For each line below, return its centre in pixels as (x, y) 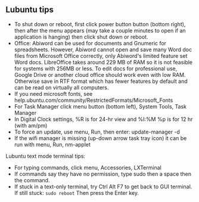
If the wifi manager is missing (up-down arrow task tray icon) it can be (100, 138)
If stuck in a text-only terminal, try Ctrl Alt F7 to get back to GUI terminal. (103, 187)
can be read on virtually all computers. (61, 87)
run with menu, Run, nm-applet (52, 144)
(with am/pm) (31, 125)
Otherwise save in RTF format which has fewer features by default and (101, 81)
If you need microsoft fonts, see (53, 94)
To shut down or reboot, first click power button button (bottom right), (100, 24)
